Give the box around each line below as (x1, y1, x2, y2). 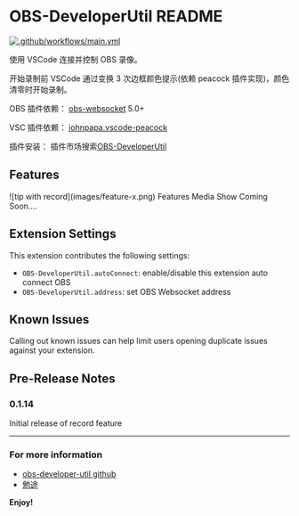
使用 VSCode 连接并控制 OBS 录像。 (9, 53, 142, 64)
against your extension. (9, 345, 95, 356)
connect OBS (21, 276, 71, 287)
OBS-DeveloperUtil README (9, 6, 223, 27)
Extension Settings (9, 226, 117, 242)
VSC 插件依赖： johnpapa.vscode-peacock (9, 122, 167, 133)
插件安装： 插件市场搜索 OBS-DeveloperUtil (9, 141, 167, 152)
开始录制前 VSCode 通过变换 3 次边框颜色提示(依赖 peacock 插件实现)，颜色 (9, 73, 290, 84)
